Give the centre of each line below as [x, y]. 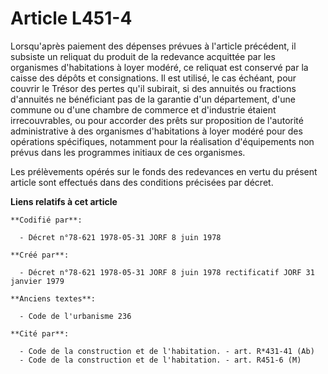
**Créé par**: [40, 255]
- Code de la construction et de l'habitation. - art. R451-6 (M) [160, 360]
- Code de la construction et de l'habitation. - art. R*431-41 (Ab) [167, 351]
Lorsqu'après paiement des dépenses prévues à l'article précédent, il [153, 46]
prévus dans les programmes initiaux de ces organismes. [128, 152]
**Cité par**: [40, 333]
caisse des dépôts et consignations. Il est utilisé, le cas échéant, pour [153, 78]
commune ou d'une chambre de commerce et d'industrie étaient [143, 109]
